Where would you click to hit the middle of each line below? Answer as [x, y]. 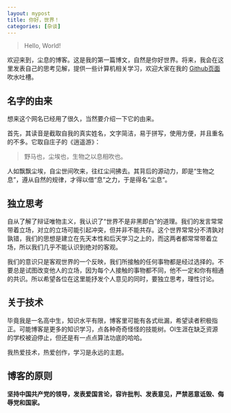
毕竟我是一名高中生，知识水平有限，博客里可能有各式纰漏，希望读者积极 [109, 320]
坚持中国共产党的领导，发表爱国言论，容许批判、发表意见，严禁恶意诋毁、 [112, 394]
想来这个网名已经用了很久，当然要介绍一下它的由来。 [82, 119]
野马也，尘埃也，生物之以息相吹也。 [75, 157]
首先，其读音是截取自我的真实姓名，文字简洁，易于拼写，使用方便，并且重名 [115, 133]
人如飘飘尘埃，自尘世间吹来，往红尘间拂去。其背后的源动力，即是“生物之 [111, 171]
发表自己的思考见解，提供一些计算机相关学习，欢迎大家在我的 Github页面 [117, 69]
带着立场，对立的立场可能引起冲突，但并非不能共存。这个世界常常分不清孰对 [115, 230]
